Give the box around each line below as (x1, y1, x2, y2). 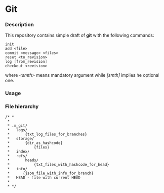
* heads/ (7, 157, 39, 163)
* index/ (7, 149, 30, 154)
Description (5, 21, 34, 28)
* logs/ (7, 127, 28, 132)
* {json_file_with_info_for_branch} (7, 171, 94, 176)
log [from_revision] (5, 59, 48, 64)
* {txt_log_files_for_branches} (7, 132, 87, 137)
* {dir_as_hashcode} (7, 140, 63, 145)
